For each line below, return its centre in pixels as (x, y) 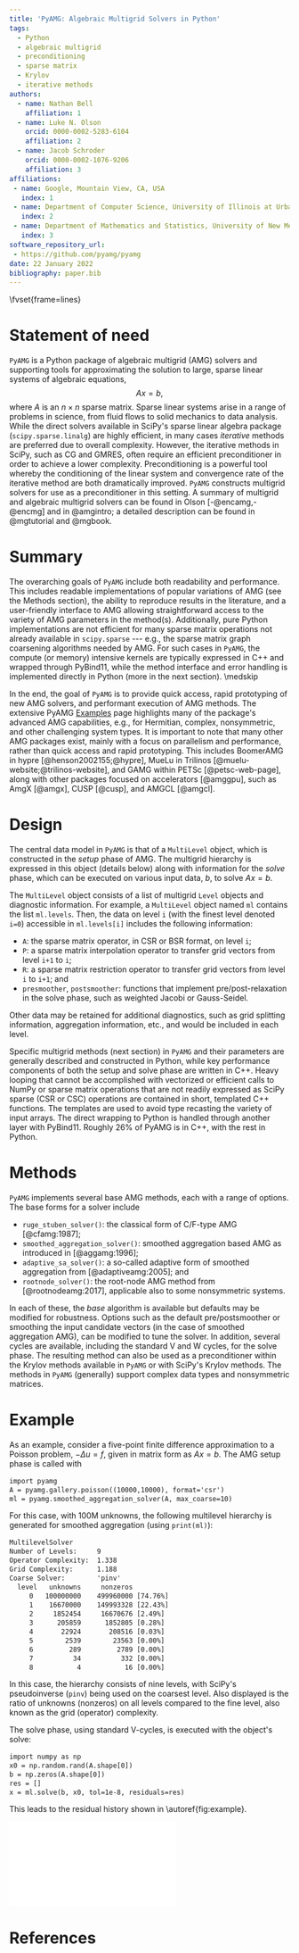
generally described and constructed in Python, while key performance (140, 1061)
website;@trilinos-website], (60, 770)
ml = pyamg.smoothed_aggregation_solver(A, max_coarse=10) (121, 1499)
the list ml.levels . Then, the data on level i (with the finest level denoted (142, 914)
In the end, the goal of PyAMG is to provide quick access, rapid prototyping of (148, 694)
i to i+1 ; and (45, 979)
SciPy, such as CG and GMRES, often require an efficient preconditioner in (145, 454)
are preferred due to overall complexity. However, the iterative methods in (144, 445)
